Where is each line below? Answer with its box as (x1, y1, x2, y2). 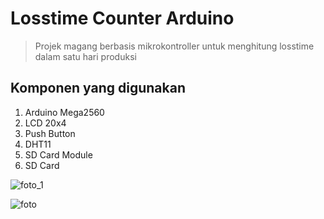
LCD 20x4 (24, 117, 67, 129)
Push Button (24, 127, 76, 139)
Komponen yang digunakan (10, 80, 186, 97)
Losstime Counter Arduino (10, 7, 235, 30)
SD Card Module (24, 148, 93, 161)
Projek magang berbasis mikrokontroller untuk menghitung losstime (34, 40, 315, 52)
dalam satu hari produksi (34, 50, 137, 62)
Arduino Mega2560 (24, 106, 105, 118)
